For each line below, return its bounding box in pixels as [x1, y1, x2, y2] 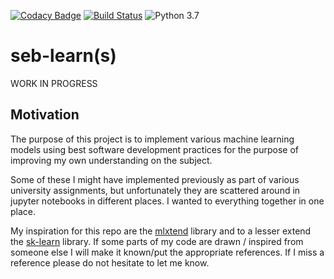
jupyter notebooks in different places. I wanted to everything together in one [10, 195, 325, 207]
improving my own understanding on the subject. [10, 154, 213, 166]
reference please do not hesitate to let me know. [10, 256, 210, 269]
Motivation [10, 106, 80, 124]
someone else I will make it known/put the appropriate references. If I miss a [10, 246, 325, 258]
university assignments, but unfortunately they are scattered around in [10, 184, 301, 196]
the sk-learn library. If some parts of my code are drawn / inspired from [10, 235, 304, 247]
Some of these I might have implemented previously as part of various [10, 173, 300, 185]
